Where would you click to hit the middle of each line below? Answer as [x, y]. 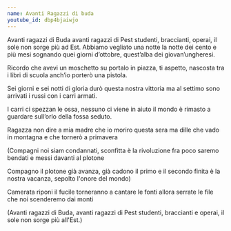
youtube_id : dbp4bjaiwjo [43, 20]
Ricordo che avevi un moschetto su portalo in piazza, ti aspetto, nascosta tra [116, 68]
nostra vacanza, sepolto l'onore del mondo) [69, 178]
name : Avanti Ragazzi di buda [51, 13]
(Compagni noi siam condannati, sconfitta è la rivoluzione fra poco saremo [113, 150]
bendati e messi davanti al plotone [56, 158]
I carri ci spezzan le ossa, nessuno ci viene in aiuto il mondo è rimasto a [109, 109]
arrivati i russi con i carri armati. [52, 96]
